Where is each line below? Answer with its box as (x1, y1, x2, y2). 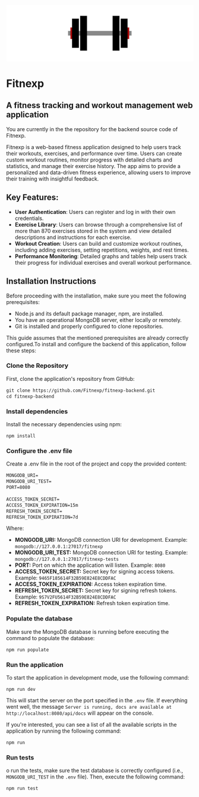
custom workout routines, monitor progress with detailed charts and (6, 156, 173, 163)
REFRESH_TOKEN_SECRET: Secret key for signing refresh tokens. (14, 587, 177, 594)
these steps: (6, 347, 37, 354)
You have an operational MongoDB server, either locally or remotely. (14, 316, 182, 323)
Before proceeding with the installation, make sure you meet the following (6, 292, 187, 299)
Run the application (6, 660, 64, 669)
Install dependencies (6, 407, 68, 415)
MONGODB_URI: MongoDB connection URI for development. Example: (14, 536, 188, 544)
